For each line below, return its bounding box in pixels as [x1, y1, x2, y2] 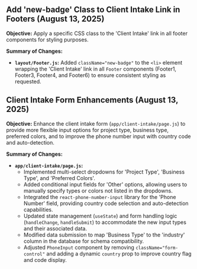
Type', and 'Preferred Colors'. [23, 174, 96, 181]
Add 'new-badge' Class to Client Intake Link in [6, 5, 180, 15]
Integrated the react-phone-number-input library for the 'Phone [23, 193, 176, 200]
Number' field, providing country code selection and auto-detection [23, 200, 189, 207]
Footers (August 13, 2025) [6, 14, 105, 24]
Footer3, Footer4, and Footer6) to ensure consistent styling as [14, 71, 166, 79]
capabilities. [23, 206, 53, 213]
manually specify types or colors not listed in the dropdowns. [23, 187, 173, 194]
